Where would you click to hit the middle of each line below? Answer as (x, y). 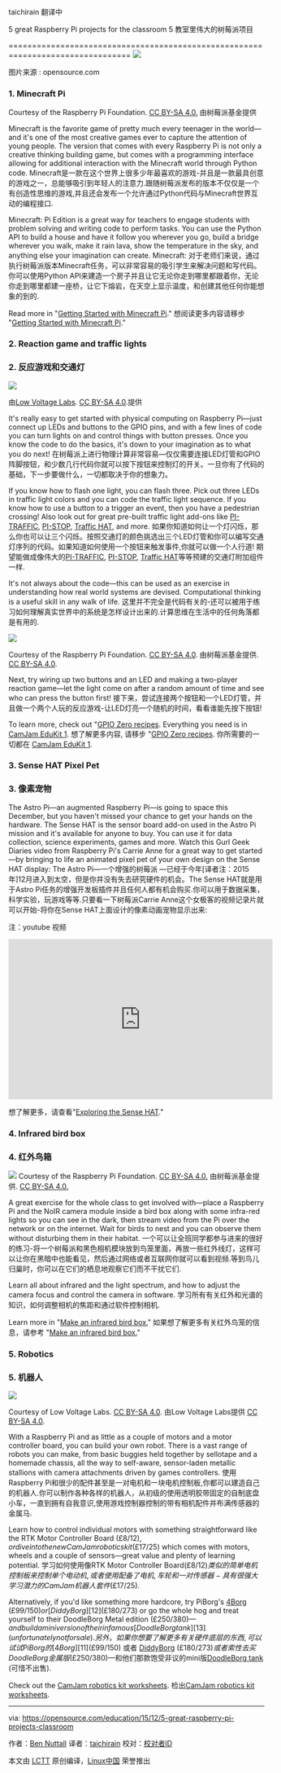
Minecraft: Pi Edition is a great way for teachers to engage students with (129, 220)
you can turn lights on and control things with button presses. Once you (128, 435)
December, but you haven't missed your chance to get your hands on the (131, 816)
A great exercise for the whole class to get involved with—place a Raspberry (136, 1202)
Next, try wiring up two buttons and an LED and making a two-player (123, 680)
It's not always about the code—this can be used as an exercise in (119, 583)
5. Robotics (31, 1353)
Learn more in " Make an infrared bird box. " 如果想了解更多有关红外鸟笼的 (131, 1322)
